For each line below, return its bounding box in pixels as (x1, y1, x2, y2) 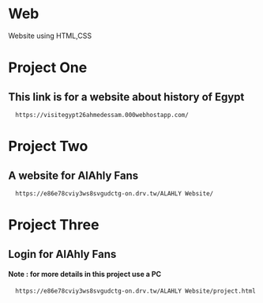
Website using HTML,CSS (8, 31, 92, 40)
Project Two (8, 138, 88, 155)
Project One (8, 59, 88, 77)
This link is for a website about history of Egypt (8, 90, 245, 104)
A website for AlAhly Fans (8, 169, 139, 182)
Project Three (8, 216, 100, 234)
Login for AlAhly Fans (8, 247, 117, 261)
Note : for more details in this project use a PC (8, 270, 162, 279)
